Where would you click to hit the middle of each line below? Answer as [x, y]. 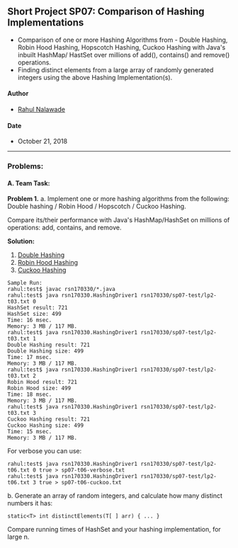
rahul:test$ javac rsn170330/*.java [61, 290]
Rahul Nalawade [41, 110]
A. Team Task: [29, 183]
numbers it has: [30, 503]
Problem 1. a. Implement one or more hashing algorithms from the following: [119, 199]
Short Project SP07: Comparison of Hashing [106, 12]
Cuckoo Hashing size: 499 [45, 426]
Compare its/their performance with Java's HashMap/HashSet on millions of [119, 220]
